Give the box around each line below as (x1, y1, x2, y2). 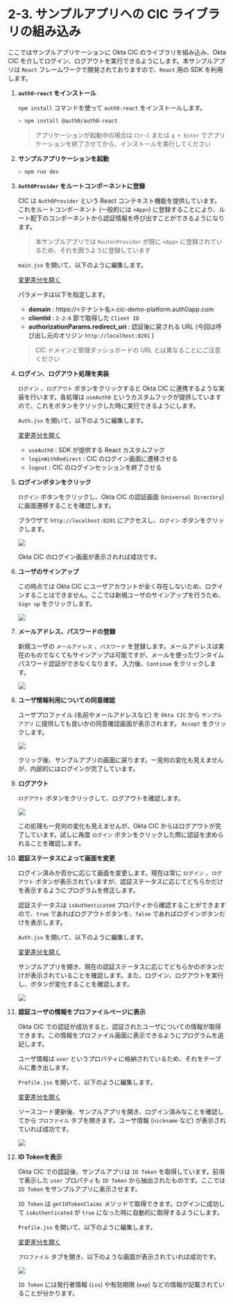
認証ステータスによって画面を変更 (17, 854, 115, 862)
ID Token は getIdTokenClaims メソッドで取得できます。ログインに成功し (17, 1199, 225, 1207)
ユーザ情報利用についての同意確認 (17, 695, 116, 704)
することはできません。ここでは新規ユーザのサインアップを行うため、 (24, 591, 225, 599)
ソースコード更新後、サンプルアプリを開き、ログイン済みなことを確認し (17, 1107, 224, 1116)
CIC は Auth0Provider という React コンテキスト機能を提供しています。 (17, 196, 221, 205)
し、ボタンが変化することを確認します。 (17, 980, 134, 988)
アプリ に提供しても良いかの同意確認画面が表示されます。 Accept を (17, 719, 209, 727)
